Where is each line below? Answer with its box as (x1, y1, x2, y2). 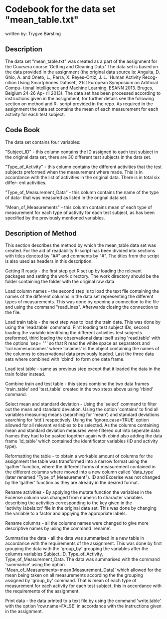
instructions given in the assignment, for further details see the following (5, 95, 155, 101)
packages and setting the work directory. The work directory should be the (5, 273, 160, 279)
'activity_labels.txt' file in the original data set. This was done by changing (5, 505, 157, 511)
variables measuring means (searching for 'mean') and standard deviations (5, 412, 160, 417)
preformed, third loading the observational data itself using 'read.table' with (5, 335, 161, 341)
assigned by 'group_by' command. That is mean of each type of (5, 578, 137, 584)
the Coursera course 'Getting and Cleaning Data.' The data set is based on (5, 63, 159, 69)
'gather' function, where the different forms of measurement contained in (5, 464, 156, 470)
